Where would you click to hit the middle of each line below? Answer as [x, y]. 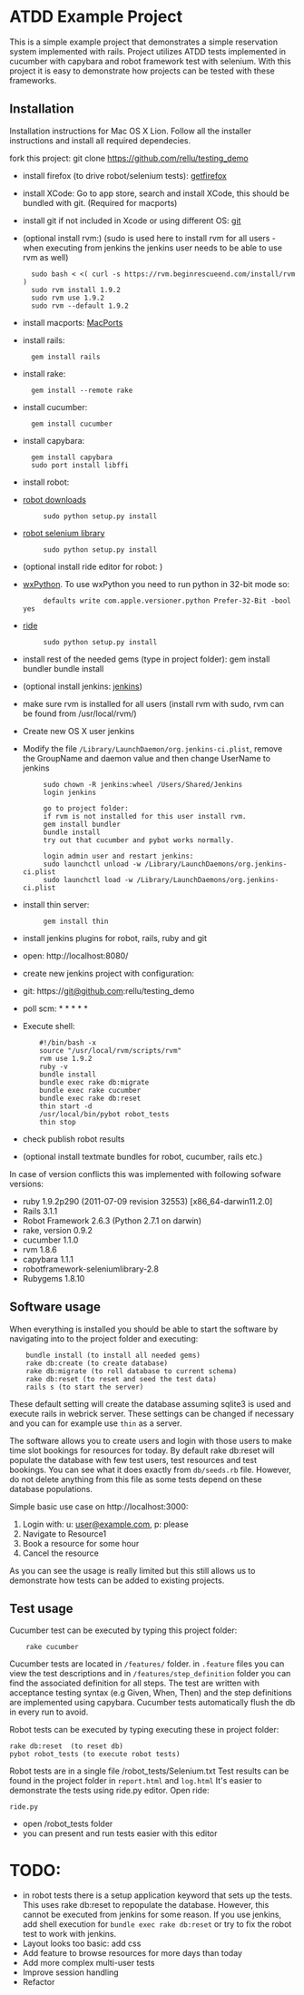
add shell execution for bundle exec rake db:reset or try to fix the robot [157, 1924]
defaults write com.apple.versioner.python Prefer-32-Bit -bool [167, 601]
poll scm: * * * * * [55, 1008]
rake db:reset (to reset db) [67, 1746]
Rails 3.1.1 [40, 1211]
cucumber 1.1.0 [50, 1240]
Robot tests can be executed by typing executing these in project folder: [144, 1730]
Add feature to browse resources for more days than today [132, 1953]
